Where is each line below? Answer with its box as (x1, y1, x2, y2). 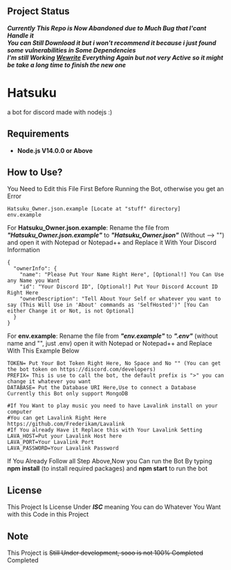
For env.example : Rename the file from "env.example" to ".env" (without (7, 332, 219, 340)
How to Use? (7, 166, 63, 178)
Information (7, 246, 40, 254)
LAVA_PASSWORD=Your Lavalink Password (7, 445, 119, 452)
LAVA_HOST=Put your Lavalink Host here (7, 433, 122, 440)
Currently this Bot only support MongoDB (7, 391, 129, 398)
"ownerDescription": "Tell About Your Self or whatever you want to (19, 296, 221, 303)
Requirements (7, 128, 69, 140)
